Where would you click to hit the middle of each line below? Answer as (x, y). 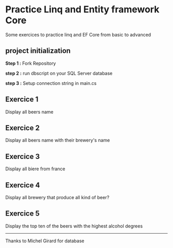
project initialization (38, 51)
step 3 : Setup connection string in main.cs (51, 83)
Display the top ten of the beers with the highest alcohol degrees (74, 226)
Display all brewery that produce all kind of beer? (57, 197)
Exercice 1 (22, 100)
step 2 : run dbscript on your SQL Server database (59, 73)
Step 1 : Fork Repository (31, 63)
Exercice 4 (23, 185)
